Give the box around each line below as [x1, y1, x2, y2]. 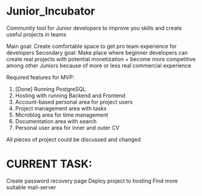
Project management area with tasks [15, 104, 107, 112]
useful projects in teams [6, 30, 67, 38]
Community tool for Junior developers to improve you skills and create [6, 24, 182, 32]
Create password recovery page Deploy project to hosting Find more [6, 177, 178, 184]
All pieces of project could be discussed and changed [6, 135, 141, 143]
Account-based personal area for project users [15, 98, 133, 106]
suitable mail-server [6, 183, 56, 191]
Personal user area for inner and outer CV [15, 124, 120, 131]
